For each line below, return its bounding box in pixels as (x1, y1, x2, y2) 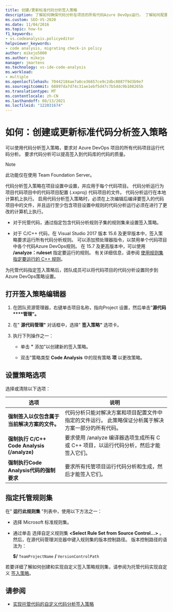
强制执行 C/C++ (8, 435, 46, 442)
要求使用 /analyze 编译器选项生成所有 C (65, 434, 161, 441)
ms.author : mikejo (5, 55, 45, 61)
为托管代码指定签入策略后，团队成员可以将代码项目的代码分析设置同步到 (5, 267, 158, 273)
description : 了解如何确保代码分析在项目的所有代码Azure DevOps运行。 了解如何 (5, 12, 161, 17)
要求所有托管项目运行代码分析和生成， (65, 463, 158, 470)
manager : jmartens (5, 60, 45, 65)
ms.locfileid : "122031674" (5, 103, 63, 108)
